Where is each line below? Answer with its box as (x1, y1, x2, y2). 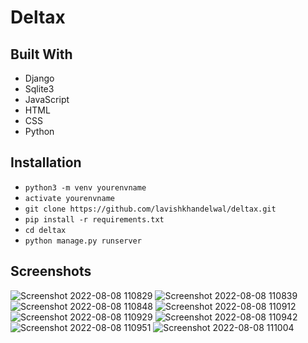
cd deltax (24, 225, 67, 235)
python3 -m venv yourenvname (24, 182, 147, 193)
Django (24, 72, 55, 84)
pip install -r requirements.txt (24, 214, 165, 225)
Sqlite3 (24, 83, 55, 95)
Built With (10, 46, 73, 63)
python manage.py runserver (24, 236, 142, 246)
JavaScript (24, 94, 70, 105)
